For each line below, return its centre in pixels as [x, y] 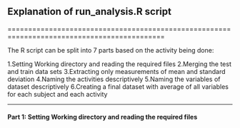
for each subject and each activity [57, 94]
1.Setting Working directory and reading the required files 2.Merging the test [120, 64]
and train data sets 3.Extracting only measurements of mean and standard [117, 71]
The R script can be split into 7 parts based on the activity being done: [111, 50]
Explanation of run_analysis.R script [89, 12]
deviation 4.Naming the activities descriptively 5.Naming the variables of [114, 79]
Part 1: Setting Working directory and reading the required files [102, 117]
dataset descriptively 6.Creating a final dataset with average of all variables [118, 86]
